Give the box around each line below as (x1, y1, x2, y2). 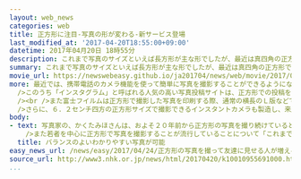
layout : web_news (9, 13, 74, 22)
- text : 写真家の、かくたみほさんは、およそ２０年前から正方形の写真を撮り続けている (9, 122, 288, 131)
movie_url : (9, 72, 50, 81)
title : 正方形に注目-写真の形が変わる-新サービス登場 (9, 30, 186, 38)
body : (9, 113, 30, 122)
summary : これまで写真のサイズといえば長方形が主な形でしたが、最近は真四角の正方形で (9, 64, 292, 72)
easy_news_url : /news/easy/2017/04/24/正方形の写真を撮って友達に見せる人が (9, 146, 278, 155)
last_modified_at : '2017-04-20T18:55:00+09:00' (9, 38, 191, 47)
